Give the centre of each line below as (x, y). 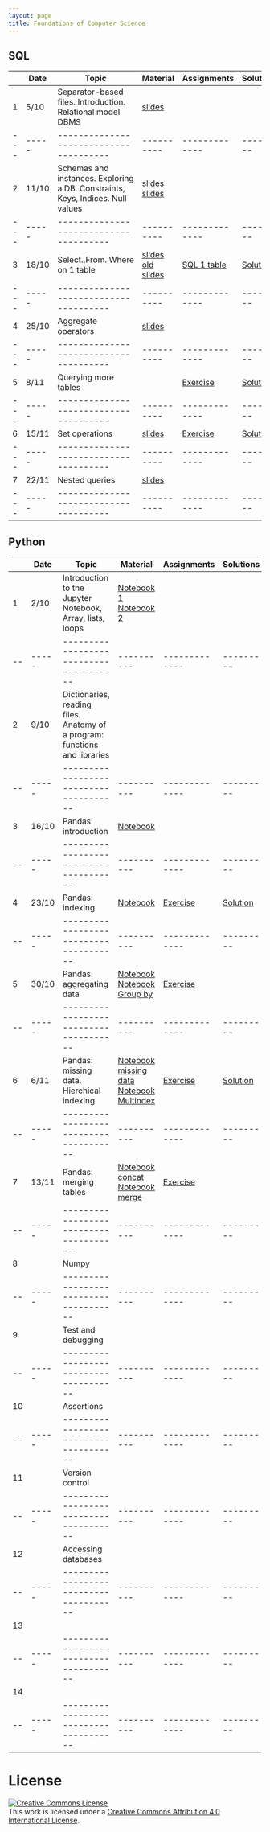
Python (27, 542)
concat (131, 1177)
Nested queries (86, 480)
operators (76, 331)
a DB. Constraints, (92, 188)
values (70, 208)
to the (74, 588)
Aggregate (78, 321)
